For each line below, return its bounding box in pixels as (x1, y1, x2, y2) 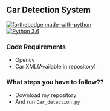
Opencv (15, 56, 35, 64)
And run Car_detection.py (15, 98, 80, 106)
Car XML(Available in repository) (15, 63, 97, 70)
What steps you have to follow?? (6, 78, 104, 87)
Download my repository (15, 92, 77, 99)
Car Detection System (6, 5, 91, 15)
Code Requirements (6, 42, 66, 51)
